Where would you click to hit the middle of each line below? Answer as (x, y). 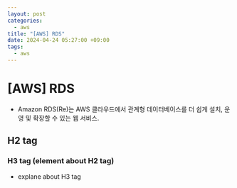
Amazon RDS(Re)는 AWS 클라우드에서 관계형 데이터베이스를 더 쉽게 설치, (120, 109)
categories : (25, 21)
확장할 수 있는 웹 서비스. (66, 118)
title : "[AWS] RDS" (36, 34)
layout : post (27, 14)
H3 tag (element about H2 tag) (61, 161)
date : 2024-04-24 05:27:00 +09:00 (59, 40)
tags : (15, 47)
